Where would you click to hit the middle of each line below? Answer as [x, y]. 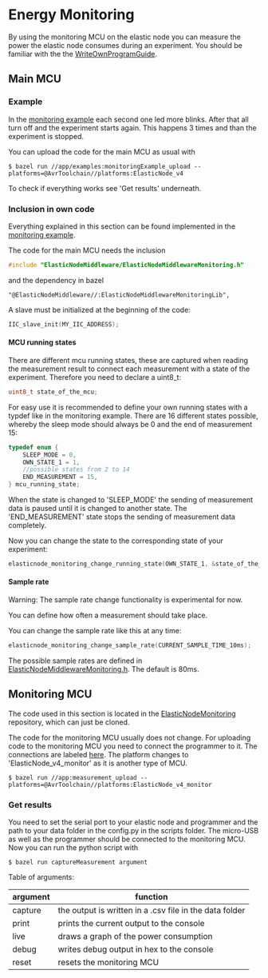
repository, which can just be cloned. [69, 722]
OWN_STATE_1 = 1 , [51, 462]
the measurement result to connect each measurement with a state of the [129, 369]
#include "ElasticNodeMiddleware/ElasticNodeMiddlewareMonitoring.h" [126, 265]
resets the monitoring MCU [108, 963]
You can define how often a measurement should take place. [108, 615]
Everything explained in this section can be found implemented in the [122, 226]
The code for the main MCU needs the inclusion [87, 250]
